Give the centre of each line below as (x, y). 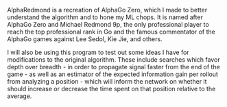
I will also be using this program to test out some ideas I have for (98, 52)
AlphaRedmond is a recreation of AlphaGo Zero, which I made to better (107, 10)
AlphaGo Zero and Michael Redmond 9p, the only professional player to (108, 24)
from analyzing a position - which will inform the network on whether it (107, 81)
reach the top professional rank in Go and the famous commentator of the (111, 32)
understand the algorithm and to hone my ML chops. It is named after (105, 17)
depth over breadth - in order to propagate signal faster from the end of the (114, 67)
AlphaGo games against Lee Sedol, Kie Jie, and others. (85, 39)
